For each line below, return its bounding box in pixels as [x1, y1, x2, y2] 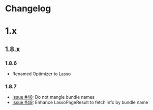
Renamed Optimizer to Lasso [12, 71, 71, 77]
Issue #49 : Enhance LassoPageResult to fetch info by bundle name [12, 99, 149, 106]
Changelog [5, 3, 51, 14]
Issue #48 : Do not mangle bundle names [12, 94, 95, 100]
